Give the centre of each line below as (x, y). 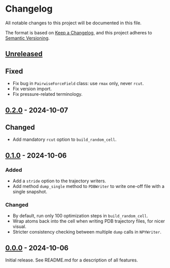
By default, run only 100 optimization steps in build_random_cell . (80, 216)
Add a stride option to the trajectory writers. (59, 181)
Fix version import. (32, 89)
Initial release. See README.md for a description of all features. (72, 260)
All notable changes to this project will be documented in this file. (74, 23)
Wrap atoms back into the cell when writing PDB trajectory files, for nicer (89, 221)
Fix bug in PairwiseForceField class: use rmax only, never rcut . (78, 84)
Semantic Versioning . (27, 38)
